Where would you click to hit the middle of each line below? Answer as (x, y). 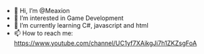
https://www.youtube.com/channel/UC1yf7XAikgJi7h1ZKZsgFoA (105, 43)
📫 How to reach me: (43, 33)
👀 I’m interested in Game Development (68, 18)
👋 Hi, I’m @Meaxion (42, 11)
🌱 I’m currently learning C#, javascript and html (81, 25)
